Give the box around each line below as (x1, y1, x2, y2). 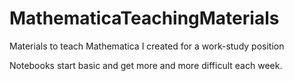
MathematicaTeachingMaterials (9, 7, 280, 30)
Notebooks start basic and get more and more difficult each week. (9, 59, 283, 71)
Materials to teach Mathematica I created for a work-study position (9, 40, 285, 52)
